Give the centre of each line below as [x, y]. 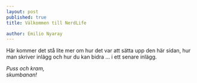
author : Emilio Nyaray [34, 33]
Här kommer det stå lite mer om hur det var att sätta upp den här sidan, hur [98, 51]
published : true [26, 17]
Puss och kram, [25, 69]
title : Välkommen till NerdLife [46, 23]
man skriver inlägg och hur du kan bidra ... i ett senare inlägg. [81, 57]
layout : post [22, 12]
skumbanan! [21, 75]
